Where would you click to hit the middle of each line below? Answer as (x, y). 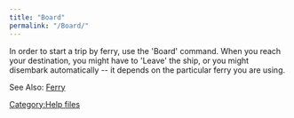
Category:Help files (45, 104)
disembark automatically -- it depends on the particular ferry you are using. (147, 70)
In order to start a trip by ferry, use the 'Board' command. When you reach (145, 51)
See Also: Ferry (37, 87)
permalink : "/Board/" (49, 26)
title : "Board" (37, 17)
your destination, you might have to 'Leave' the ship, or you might (129, 60)
